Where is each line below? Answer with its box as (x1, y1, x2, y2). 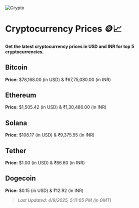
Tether (5, 146, 26, 155)
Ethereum (5, 90, 36, 99)
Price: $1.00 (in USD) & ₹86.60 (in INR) (5, 160, 85, 166)
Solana (5, 118, 27, 127)
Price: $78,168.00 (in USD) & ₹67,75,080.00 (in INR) (5, 76, 111, 82)
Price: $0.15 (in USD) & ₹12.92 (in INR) (5, 187, 84, 193)
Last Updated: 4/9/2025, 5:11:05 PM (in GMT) (17, 197, 111, 203)
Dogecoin (5, 174, 36, 182)
